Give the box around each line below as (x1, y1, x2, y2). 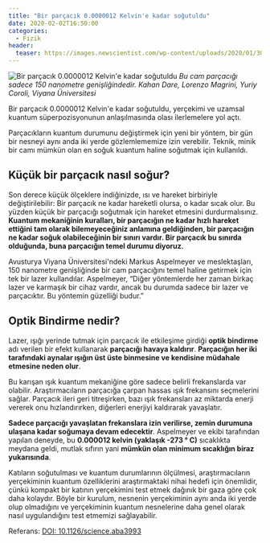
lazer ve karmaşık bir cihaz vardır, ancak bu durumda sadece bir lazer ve (8, 282, 249, 292)
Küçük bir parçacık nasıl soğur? (8, 168, 170, 182)
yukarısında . (8, 452, 51, 462)
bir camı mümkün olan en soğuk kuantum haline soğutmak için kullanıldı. (8, 146, 248, 154)
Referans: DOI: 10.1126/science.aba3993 (8, 526, 142, 536)
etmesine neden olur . (8, 361, 81, 371)
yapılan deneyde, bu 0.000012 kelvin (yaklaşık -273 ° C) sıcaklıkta (8, 435, 231, 445)
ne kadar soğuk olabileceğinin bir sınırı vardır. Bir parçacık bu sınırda (8, 232, 243, 242)
